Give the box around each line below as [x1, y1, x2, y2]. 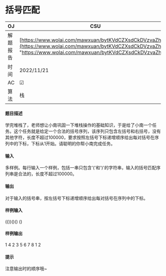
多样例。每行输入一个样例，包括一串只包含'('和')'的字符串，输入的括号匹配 [5, 165, 157, 171]
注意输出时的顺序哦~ [5, 266, 47, 272]
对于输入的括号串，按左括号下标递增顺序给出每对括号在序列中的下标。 [5, 195, 148, 201]
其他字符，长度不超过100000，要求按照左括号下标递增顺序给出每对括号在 [5, 134, 155, 141]
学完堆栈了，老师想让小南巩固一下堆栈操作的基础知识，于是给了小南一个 [5, 122, 152, 128]
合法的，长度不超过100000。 [18, 171, 77, 177]
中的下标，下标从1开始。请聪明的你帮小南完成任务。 [9, 141, 115, 147]
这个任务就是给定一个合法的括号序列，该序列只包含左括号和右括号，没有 [13, 128, 161, 134]
